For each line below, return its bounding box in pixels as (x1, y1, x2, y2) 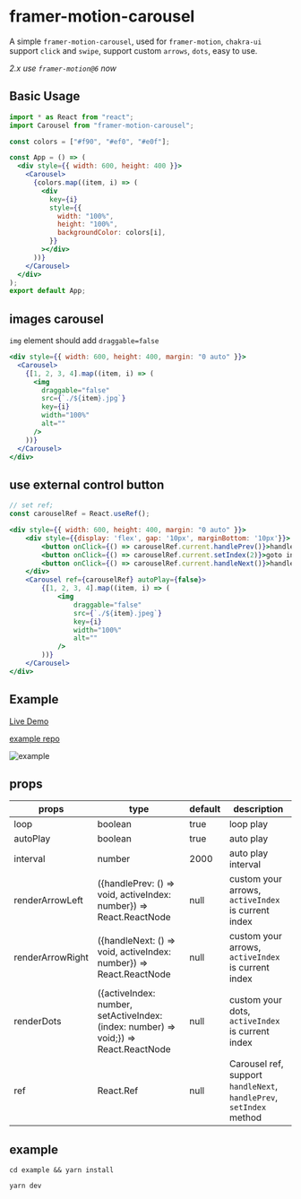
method (228, 1111, 262, 1124)
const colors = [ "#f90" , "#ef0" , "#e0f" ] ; (9, 137, 170, 146)
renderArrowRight (13, 952, 90, 964)
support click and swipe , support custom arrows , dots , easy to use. (9, 45, 258, 56)
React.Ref (97, 1084, 139, 1097)
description (232, 803, 284, 815)
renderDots (13, 1015, 62, 1028)
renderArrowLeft (13, 894, 83, 907)
